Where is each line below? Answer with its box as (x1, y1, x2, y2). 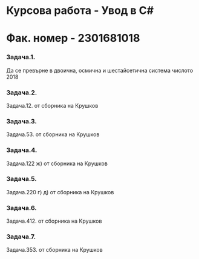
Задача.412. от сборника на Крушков (6, 217, 102, 225)
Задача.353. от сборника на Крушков (6, 246, 103, 254)
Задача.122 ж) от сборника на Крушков (6, 160, 108, 167)
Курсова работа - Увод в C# (6, 4, 154, 18)
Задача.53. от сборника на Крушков (6, 131, 100, 138)
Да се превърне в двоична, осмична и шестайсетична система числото (6, 67, 194, 74)
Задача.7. (6, 232, 36, 241)
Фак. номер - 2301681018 (6, 31, 140, 45)
